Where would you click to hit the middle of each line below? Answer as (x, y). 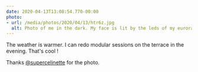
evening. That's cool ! (32, 51)
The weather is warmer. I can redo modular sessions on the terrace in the (95, 45)
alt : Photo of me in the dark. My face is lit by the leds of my (93, 28)
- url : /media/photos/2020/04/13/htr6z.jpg (60, 22)
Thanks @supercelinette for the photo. (53, 63)
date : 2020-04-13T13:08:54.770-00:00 (52, 12)
